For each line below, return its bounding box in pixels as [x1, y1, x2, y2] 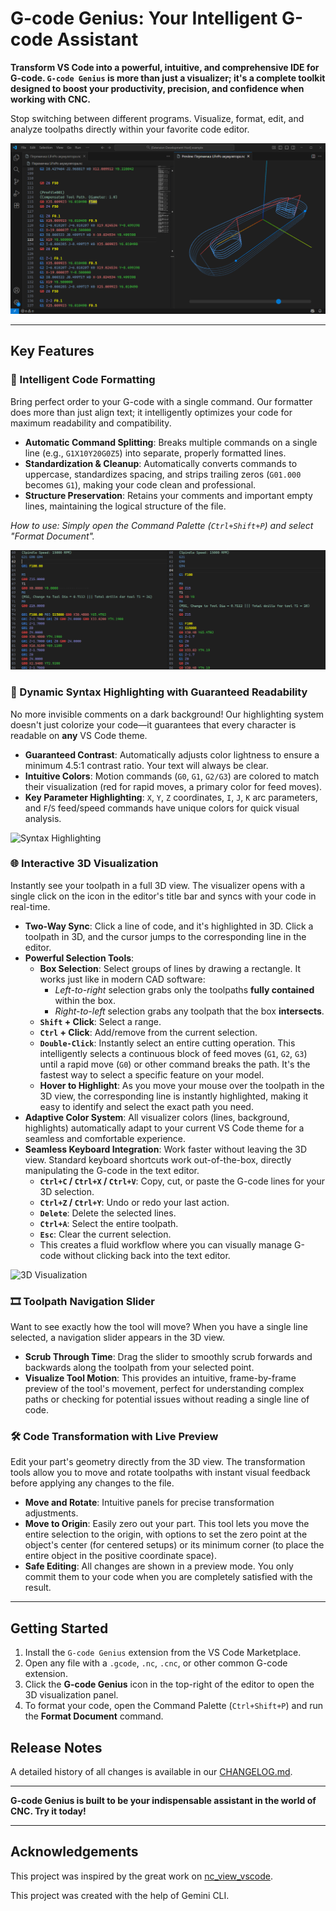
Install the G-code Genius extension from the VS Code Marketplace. [24, 1647, 302, 1659]
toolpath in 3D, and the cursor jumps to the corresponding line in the [24, 930, 307, 942]
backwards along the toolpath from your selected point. [24, 1362, 255, 1374]
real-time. [10, 900, 51, 912]
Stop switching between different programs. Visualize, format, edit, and [10, 112, 305, 124]
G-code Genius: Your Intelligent [10, 7, 278, 30]
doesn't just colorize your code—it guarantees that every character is [10, 718, 297, 731]
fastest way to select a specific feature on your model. [39, 1068, 265, 1081]
